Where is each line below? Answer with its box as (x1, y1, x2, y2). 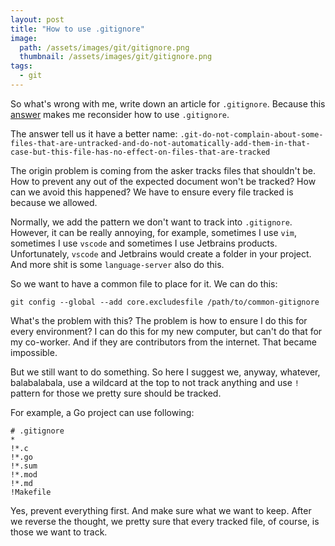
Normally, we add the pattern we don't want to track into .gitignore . (10, 216, 293, 228)
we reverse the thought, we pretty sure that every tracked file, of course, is (10, 515, 320, 527)
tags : (10, 61, 33, 71)
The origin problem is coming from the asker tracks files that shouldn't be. (10, 164, 316, 176)
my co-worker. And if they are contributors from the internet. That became (10, 336, 317, 348)
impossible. (10, 346, 58, 358)
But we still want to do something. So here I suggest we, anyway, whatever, (10, 366, 321, 378)
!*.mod (10, 469, 38, 480)
